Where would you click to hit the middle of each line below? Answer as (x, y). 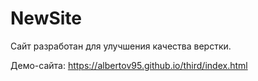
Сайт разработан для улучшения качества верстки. (121, 46)
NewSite (46, 18)
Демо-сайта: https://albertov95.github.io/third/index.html (129, 65)
